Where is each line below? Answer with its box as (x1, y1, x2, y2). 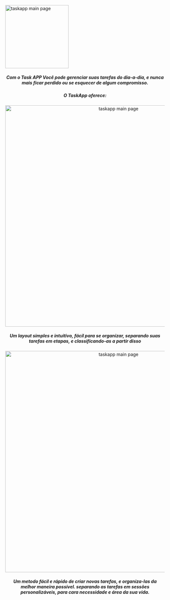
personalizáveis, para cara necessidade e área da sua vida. (20, 589, 150, 595)
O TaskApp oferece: (63, 92, 107, 98)
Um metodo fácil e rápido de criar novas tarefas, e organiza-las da (13, 578, 157, 584)
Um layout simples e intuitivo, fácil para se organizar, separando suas (10, 332, 160, 338)
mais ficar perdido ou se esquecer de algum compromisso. (21, 79, 149, 85)
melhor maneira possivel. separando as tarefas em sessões (20, 583, 150, 589)
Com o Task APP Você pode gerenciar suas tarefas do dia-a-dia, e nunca (6, 74, 164, 80)
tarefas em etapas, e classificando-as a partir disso (28, 338, 142, 344)
